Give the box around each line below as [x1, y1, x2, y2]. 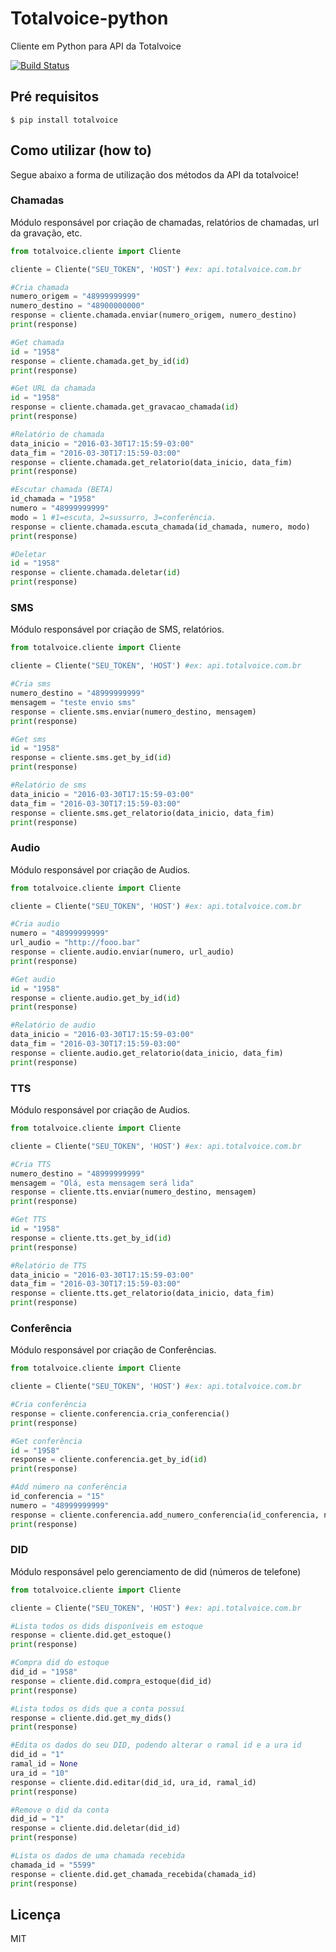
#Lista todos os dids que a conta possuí [10, 1703, 186, 1714]
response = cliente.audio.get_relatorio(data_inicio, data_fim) [10, 1048, 284, 1058]
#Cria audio [10, 919, 60, 929]
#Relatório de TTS [10, 1260, 87, 1271]
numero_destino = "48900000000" [10, 301, 145, 311]
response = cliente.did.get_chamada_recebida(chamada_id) [10, 1869, 257, 1879]
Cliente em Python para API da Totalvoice [10, 40, 182, 52]
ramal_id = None [10, 1759, 78, 1769]
